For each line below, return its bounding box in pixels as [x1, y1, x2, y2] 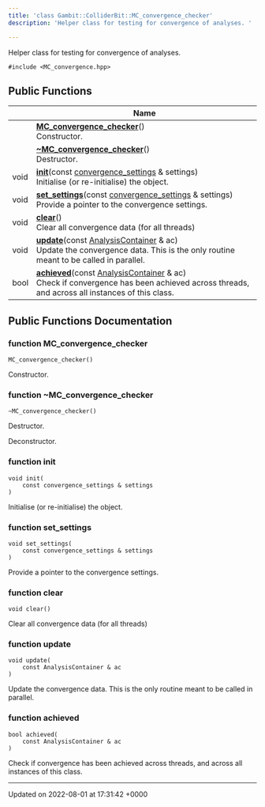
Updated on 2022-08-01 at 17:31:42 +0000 [8, 789, 148, 799]
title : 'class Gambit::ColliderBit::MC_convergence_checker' [8, 11, 214, 20]
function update [8, 638, 71, 650]
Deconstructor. [8, 437, 57, 446]
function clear [8, 587, 64, 598]
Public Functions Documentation [8, 314, 173, 328]
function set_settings [8, 521, 92, 532]
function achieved [8, 713, 80, 724]
